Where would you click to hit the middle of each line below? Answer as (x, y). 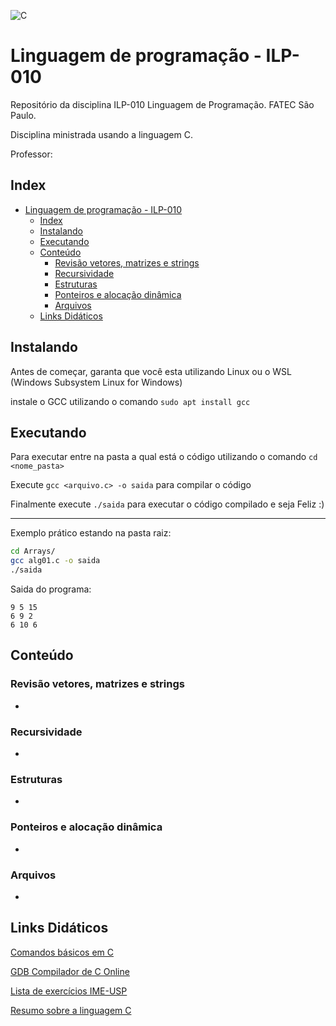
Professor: (31, 154)
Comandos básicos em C (62, 952)
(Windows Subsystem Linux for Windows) (96, 382)
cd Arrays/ (33, 551)
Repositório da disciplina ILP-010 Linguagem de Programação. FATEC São (162, 104)
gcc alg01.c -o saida (55, 561)
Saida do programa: (51, 589)
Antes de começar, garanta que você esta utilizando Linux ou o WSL (151, 371)
